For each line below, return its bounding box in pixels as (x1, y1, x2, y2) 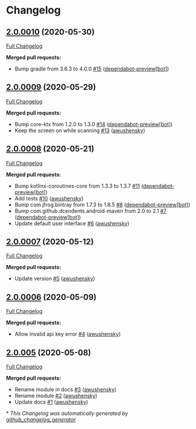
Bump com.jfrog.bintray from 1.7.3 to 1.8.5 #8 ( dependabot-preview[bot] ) (14, 201, 191, 208)
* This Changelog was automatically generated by (6, 410, 129, 417)
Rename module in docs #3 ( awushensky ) (14, 386, 117, 393)
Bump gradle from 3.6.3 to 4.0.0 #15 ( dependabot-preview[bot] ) (14, 65, 169, 72)
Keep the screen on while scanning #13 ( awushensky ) (14, 127, 146, 134)
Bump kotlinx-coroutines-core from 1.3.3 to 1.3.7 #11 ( (14, 182, 144, 189)
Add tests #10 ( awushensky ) (14, 195, 84, 202)
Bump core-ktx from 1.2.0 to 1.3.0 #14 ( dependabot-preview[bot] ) (14, 120, 173, 128)
